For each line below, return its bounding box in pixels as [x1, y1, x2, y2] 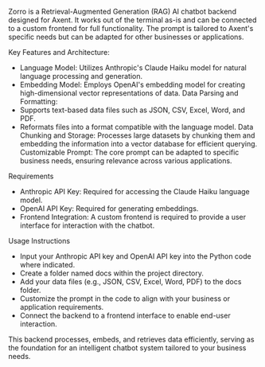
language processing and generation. [19, 72, 143, 80]
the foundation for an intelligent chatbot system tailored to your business [8, 343, 247, 353]
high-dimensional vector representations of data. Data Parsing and [19, 88, 239, 98]
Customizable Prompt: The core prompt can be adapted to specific [19, 147, 240, 157]
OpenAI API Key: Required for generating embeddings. [19, 204, 199, 213]
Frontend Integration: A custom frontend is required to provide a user [19, 213, 247, 221]
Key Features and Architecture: [8, 48, 110, 57]
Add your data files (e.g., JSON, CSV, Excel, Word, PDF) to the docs [19, 277, 242, 286]
